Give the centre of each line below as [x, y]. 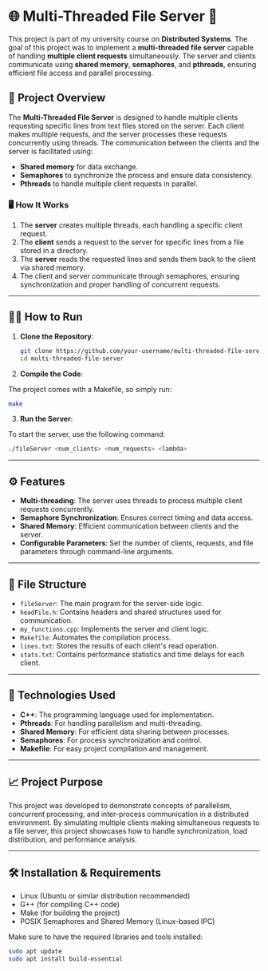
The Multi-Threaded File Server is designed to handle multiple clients [123, 117]
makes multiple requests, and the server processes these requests [118, 134]
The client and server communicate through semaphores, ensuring [130, 276]
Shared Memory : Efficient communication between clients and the [129, 526]
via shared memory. [52, 268]
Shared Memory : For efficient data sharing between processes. [124, 731]
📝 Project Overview [57, 98]
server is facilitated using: [51, 151]
